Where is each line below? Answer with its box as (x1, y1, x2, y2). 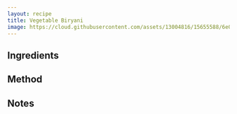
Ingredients (7, 49, 59, 61)
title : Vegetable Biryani (7, 17, 83, 24)
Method (7, 73, 43, 85)
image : (7, 23, 27, 30)
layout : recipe (7, 10, 52, 18)
